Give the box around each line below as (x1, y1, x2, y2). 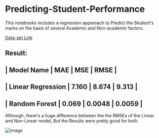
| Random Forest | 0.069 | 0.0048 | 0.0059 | (5, 99, 143, 108)
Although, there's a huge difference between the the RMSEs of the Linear (5, 112, 155, 118)
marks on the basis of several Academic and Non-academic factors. (5, 25, 144, 31)
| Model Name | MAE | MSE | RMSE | (5, 66, 117, 74)
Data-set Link (5, 35, 33, 41)
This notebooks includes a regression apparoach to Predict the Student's (5, 20, 154, 26)
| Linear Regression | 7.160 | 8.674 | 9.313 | (5, 83, 138, 91)
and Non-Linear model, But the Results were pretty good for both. (5, 118, 139, 124)
